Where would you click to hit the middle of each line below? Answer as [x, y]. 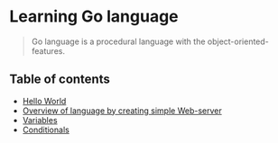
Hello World [44, 101]
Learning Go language [94, 17]
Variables [40, 120]
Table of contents [60, 80]
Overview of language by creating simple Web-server [122, 111]
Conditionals [46, 130]
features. [48, 50]
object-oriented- [238, 41]
